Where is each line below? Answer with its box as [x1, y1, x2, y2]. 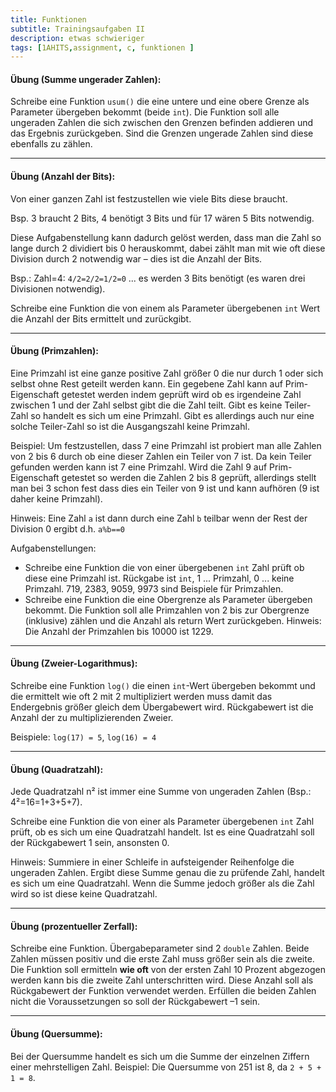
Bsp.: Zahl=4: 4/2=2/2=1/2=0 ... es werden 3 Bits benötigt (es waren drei [10, 272, 306, 284]
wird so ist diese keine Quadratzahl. [10, 888, 158, 900]
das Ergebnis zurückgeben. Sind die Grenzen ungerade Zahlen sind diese [10, 127, 314, 140]
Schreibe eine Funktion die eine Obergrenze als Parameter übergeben [24, 593, 313, 605]
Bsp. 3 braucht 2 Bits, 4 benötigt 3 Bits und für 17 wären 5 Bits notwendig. [10, 212, 315, 224]
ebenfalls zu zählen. [10, 138, 93, 150]
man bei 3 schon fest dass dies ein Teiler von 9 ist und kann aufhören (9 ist [10, 482, 320, 494]
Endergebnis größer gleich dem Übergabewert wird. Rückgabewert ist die [10, 701, 314, 713]
